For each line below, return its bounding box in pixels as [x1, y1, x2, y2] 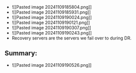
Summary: [4, 49, 37, 57]
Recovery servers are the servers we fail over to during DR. [11, 35, 132, 41]
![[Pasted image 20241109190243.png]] [11, 30, 92, 36]
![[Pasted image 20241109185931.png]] [11, 9, 91, 15]
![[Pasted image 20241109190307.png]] [11, 25, 91, 31]
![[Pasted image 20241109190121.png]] [11, 19, 90, 25]
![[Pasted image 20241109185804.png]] [11, 4, 92, 10]
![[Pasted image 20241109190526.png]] [11, 62, 92, 68]
